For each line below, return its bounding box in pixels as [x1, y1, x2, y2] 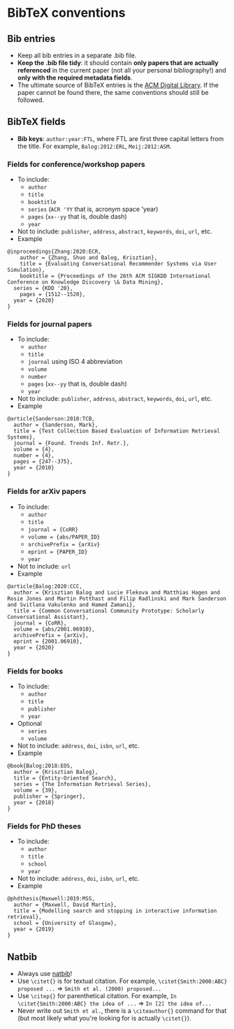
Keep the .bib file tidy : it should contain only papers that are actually [17, 59, 219, 67]
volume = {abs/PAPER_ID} [27, 533, 101, 541]
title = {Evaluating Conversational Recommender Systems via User [20, 261, 217, 268]
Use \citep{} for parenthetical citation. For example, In [17, 992, 177, 1000]
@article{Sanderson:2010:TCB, [7, 416, 96, 423]
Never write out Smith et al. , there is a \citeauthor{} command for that [17, 1007, 227, 1015]
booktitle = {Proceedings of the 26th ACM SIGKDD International [20, 272, 211, 280]
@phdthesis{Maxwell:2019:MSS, [7, 896, 96, 903]
